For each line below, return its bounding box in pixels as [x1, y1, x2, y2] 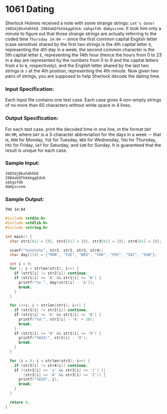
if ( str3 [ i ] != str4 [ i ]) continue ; [14, 363, 88, 368]
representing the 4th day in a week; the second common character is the [5, 46, 155, 52]
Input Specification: [5, 85, 54, 92]
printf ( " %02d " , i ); [18, 377, 59, 382]
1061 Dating [5, 3, 55, 15]
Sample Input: [5, 160, 40, 167]
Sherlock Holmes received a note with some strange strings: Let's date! [5, 20, 155, 26]
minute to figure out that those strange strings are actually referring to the [5, 30, 157, 36]
